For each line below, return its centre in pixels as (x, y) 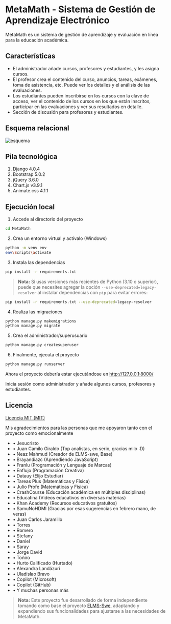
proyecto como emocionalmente (39, 433)
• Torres (21, 525)
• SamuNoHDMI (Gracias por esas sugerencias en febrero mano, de (84, 508)
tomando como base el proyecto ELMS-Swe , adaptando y (78, 606)
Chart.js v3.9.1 (27, 185)
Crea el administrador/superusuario (50, 336)
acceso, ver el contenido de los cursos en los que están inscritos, (82, 101)
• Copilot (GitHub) (32, 585)
